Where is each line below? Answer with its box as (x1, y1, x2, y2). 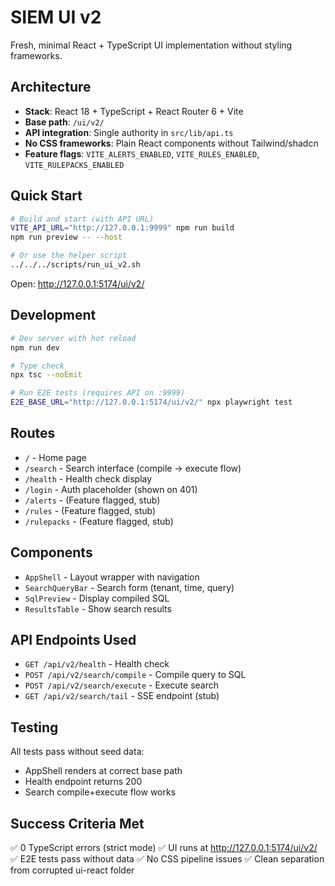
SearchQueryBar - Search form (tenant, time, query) (24, 581, 235, 593)
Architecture (10, 79, 92, 96)
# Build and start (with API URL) (10, 214, 155, 224)
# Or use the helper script (10, 251, 128, 261)
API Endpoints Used (10, 632, 137, 649)
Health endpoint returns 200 (24, 776, 143, 788)
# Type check (10, 361, 65, 371)
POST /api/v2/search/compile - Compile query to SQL (24, 669, 247, 681)
